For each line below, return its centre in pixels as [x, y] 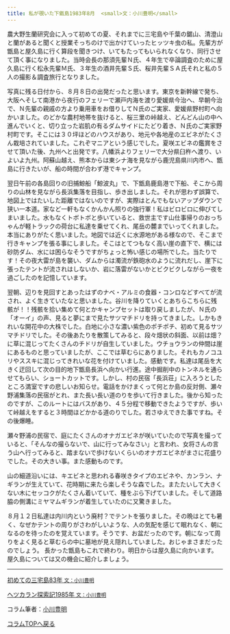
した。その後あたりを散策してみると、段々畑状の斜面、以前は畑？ [130, 335]
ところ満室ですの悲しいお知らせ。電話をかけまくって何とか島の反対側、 [109, 386]
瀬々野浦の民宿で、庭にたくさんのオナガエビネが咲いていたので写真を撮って [115, 435]
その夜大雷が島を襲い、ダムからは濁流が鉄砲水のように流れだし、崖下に [121, 260]
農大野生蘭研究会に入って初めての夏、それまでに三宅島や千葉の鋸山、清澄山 [115, 34]
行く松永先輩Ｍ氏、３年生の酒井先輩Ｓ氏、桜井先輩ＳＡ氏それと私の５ [124, 68]
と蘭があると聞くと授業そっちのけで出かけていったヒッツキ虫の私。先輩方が [115, 43]
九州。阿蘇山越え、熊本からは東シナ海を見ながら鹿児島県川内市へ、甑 [124, 160]
